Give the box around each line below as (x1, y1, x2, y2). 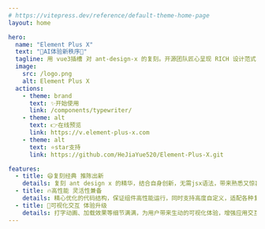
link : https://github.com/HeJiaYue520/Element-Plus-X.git (28, 151, 224, 159)
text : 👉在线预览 (28, 122, 81, 130)
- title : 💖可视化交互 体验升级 (15, 201, 108, 209)
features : (8, 165, 41, 173)
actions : (15, 84, 44, 92)
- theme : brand (22, 92, 73, 99)
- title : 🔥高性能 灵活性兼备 (15, 187, 103, 195)
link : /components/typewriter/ (28, 107, 132, 114)
